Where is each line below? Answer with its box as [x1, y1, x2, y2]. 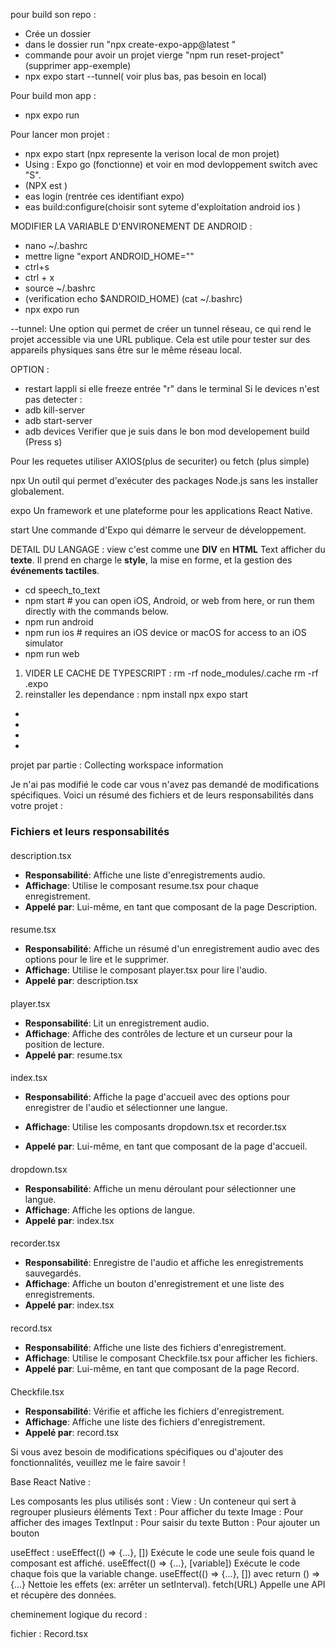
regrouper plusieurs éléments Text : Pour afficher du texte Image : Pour [10, 1505, 304, 1518]
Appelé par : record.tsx [24, 1426, 120, 1438]
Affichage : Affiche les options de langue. [24, 1204, 196, 1216]
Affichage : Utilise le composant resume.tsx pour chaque [24, 879, 260, 891]
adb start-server [24, 415, 93, 426]
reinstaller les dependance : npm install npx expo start [24, 689, 248, 700]
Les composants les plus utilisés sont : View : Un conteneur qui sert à [10, 1495, 297, 1507]
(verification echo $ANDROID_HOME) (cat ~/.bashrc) [24, 293, 243, 304]
